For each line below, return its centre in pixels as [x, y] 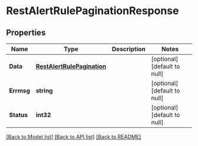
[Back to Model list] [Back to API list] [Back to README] [74, 137]
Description [128, 49]
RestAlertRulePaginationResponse [93, 11]
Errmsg [20, 91]
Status [19, 115]
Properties [26, 33]
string [44, 91]
